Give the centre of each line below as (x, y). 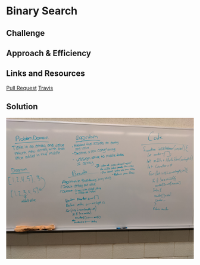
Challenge (26, 33)
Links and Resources (46, 74)
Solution (22, 107)
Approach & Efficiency (49, 53)
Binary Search (42, 11)
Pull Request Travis (30, 88)
